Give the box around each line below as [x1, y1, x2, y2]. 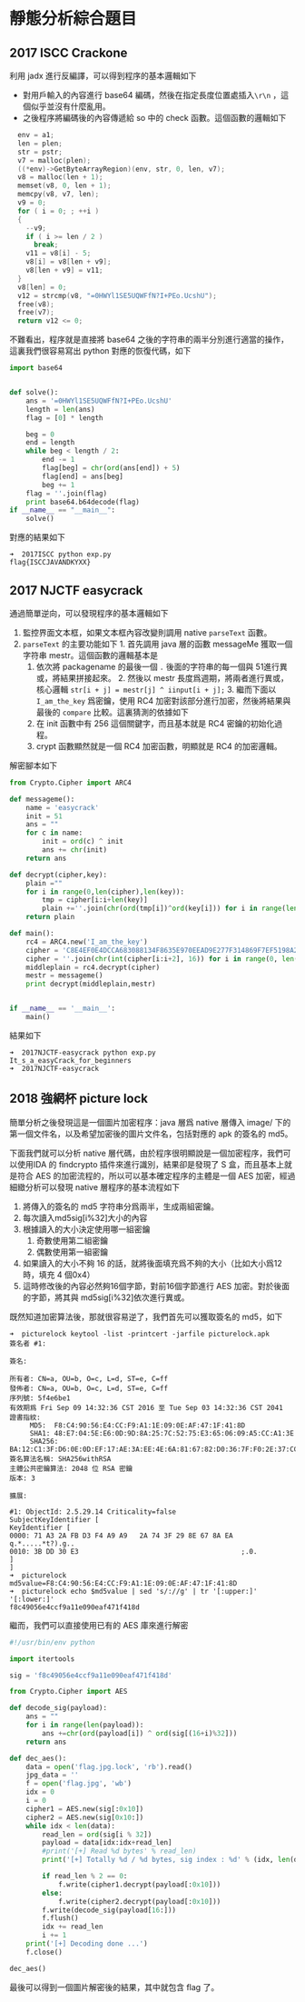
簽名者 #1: [9, 1338, 47, 1348]
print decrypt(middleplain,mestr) [25, 979, 156, 989]
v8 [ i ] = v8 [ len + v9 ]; [25, 257, 112, 266]
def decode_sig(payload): [9, 1704, 107, 1713]
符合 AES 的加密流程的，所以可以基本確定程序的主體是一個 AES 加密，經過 [16, 1170, 296, 1181]
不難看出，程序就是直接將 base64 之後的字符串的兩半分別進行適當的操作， [9, 334, 289, 345]
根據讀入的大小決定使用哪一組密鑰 [22, 1224, 151, 1235]
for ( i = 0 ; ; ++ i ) [17, 206, 100, 215]
